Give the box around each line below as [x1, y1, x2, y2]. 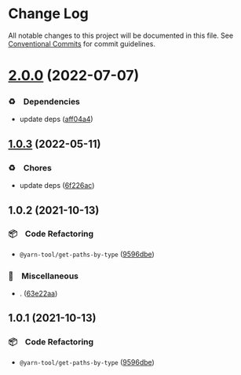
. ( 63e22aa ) [19, 289, 58, 299]
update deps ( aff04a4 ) [19, 115, 93, 124]
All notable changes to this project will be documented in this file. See [8, 31, 234, 40]
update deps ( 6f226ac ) [19, 181, 95, 190]
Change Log [8, 5, 89, 23]
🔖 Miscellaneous [8, 270, 79, 281]
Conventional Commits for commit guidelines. [8, 39, 155, 48]
